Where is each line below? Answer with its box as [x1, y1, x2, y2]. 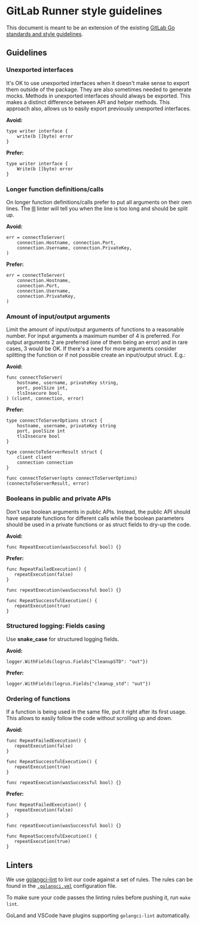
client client [17, 454, 52, 461]
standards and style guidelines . [6, 30, 84, 37]
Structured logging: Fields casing [6, 622, 105, 630]
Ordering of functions [6, 694, 71, 703]
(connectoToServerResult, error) [6, 480, 90, 486]
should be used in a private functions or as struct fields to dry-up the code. [6, 521, 191, 528]
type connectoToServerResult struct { [6, 449, 103, 455]
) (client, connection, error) [6, 395, 84, 402]
